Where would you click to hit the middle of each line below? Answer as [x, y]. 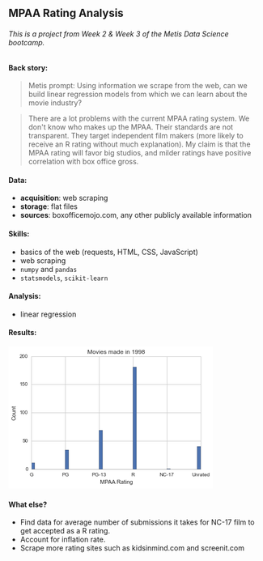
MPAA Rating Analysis [66, 13]
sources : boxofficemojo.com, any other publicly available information [136, 215]
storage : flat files [49, 206]
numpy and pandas [49, 269]
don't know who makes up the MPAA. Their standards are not [130, 127]
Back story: [28, 67]
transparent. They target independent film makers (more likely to [136, 136]
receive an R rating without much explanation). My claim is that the [139, 144]
